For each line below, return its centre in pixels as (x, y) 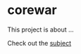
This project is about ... (40, 29)
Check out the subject (39, 43)
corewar (32, 10)
